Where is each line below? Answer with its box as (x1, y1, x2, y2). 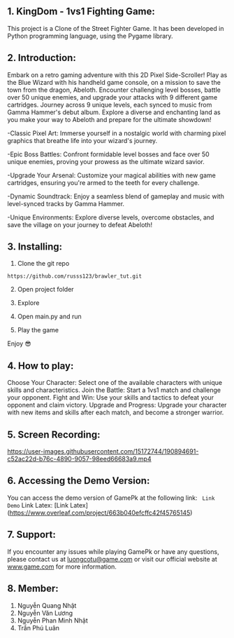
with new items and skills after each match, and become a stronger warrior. (7, 408, 224, 416)
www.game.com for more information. (7, 562, 117, 571)
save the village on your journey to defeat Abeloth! (7, 220, 152, 229)
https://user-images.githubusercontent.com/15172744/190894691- (7, 447, 199, 456)
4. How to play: (7, 360, 74, 372)
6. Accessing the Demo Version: (7, 475, 150, 487)
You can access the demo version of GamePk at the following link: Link (7, 494, 215, 502)
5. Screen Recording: (7, 428, 101, 440)
